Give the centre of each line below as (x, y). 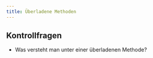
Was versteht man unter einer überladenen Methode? (81, 50)
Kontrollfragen (34, 36)
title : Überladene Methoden (41, 12)
